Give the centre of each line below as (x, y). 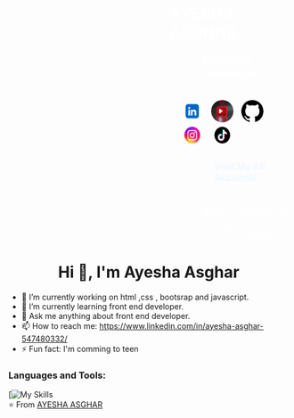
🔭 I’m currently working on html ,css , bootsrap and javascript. (135, 297)
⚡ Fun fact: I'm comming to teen (80, 348)
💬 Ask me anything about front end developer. (106, 316)
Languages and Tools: (57, 375)
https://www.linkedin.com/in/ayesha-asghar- (182, 325)
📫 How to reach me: (59, 325)
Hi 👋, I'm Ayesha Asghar (149, 272)
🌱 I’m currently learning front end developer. (102, 306)
